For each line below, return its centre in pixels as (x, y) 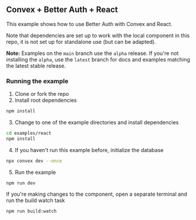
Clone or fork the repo (42, 94)
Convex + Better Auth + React (62, 10)
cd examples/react (29, 133)
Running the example (37, 81)
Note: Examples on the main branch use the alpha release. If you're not (92, 53)
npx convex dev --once (34, 161)
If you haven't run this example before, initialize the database (89, 150)
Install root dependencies (46, 101)
